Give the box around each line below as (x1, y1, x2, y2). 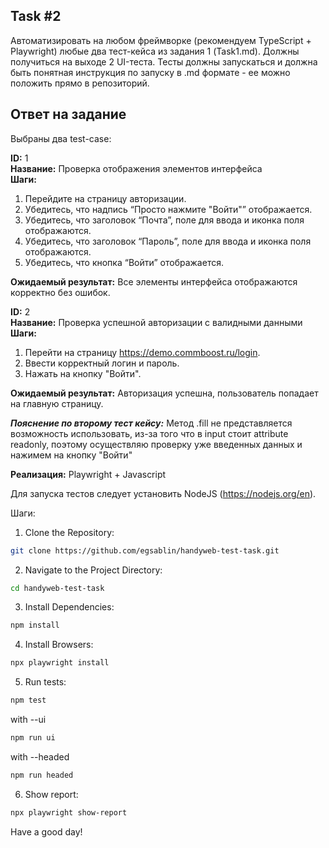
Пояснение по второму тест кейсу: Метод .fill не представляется (10, 417, 293, 429)
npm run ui (10, 733, 56, 743)
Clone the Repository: (24, 526, 115, 538)
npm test (10, 695, 47, 706)
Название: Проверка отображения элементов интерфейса (10, 162, 263, 174)
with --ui (10, 714, 47, 725)
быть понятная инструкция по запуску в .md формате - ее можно (10, 66, 291, 78)
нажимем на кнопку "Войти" (10, 449, 133, 461)
